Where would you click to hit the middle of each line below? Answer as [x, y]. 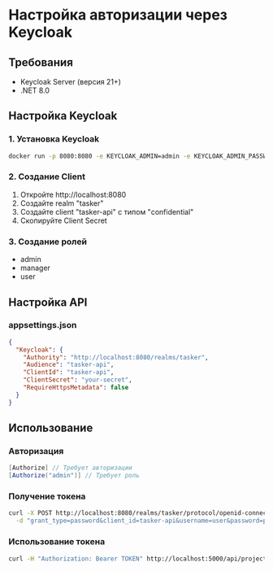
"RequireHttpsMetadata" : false [76, 388]
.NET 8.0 [35, 90]
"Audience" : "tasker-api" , [69, 365]
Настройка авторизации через [118, 15]
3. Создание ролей [48, 242]
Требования [41, 62]
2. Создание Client [47, 177]
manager [35, 268]
